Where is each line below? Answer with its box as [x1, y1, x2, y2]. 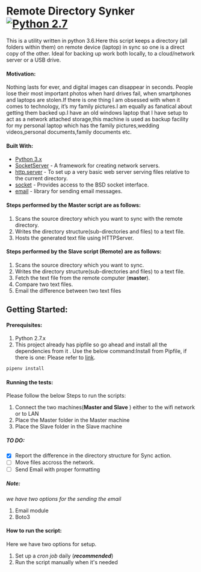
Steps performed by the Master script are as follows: [6, 201, 141, 209]
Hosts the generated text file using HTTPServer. [14, 234, 134, 241]
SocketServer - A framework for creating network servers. [14, 162, 160, 170]
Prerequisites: [6, 321, 43, 328]
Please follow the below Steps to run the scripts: [6, 392, 126, 399]
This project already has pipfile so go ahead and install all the [14, 341, 167, 348]
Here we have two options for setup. [6, 540, 97, 547]
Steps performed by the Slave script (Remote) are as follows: [6, 248, 162, 255]
